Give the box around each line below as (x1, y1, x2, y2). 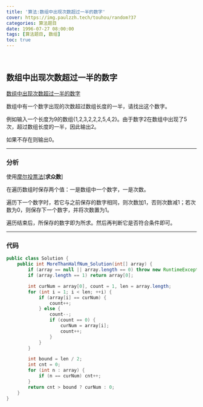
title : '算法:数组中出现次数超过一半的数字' (6, 8, 106, 15)
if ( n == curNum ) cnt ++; (38, 373, 101, 379)
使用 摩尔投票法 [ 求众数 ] (6, 173, 63, 180)
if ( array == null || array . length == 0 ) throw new (28, 267, 161, 273)
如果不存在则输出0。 (6, 135, 57, 143)
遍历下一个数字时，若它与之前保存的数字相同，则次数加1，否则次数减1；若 (6, 199, 191, 206)
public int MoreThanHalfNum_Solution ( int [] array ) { (17, 261, 153, 267)
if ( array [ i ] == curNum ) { (38, 295, 107, 301)
